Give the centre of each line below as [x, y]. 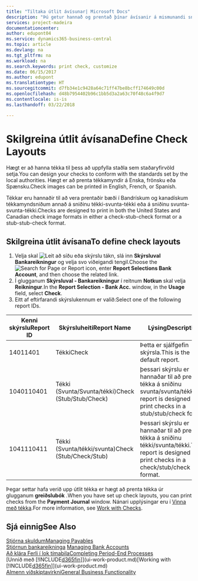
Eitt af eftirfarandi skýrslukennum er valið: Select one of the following [98, 300]
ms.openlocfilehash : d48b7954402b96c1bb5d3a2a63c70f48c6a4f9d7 [85, 94]
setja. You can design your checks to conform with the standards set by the [97, 174]
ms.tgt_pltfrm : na [29, 55]
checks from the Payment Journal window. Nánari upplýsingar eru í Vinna [96, 502]
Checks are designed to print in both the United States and [109, 210]
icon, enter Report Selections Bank [128, 268]
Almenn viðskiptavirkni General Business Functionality [71, 572]
